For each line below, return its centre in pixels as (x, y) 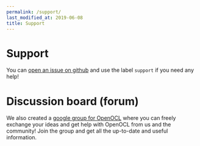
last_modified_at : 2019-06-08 (45, 18)
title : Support (26, 23)
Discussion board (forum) (73, 101)
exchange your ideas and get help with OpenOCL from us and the (89, 125)
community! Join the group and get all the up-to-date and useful (87, 131)
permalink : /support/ (34, 12)
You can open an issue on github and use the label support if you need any (100, 70)
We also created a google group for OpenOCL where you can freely (91, 118)
